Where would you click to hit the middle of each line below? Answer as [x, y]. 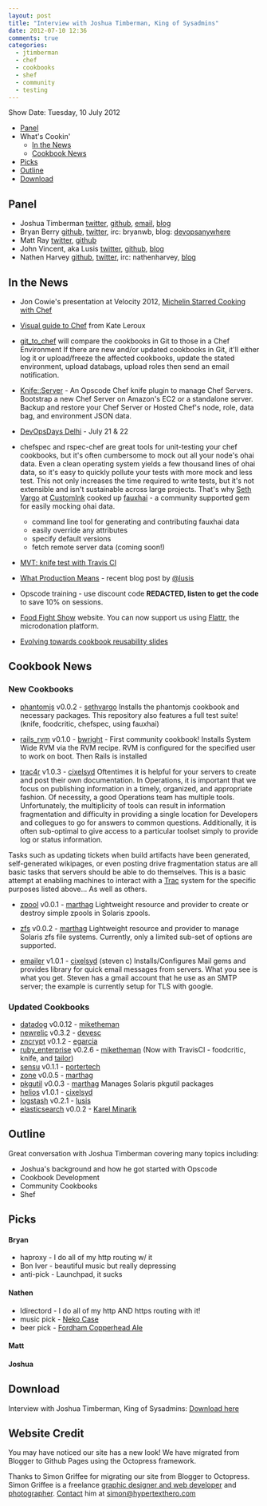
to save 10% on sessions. [61, 602]
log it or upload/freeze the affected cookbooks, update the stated [127, 358]
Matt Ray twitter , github [58, 240]
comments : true [33, 38]
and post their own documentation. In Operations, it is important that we [138, 780]
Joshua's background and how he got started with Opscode [118, 1169]
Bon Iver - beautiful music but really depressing [98, 1266]
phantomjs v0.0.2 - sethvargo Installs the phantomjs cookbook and [130, 707]
